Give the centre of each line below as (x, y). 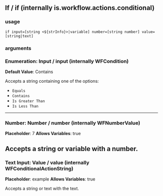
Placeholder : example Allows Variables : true (50, 179)
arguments (18, 48)
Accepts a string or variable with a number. (72, 149)
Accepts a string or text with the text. (42, 188)
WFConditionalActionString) (39, 168)
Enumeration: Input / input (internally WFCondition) (67, 61)
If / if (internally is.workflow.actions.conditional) (80, 8)
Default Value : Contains (29, 72)
